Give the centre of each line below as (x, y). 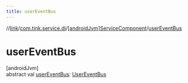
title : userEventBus (31, 11)
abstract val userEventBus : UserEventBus (56, 74)
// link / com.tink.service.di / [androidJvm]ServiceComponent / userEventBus (94, 28)
